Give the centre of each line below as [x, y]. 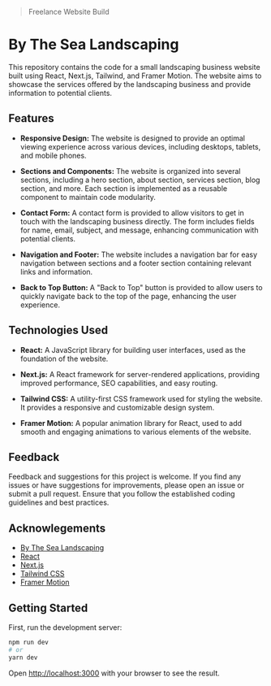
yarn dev [23, 658]
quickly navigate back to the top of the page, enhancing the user [128, 296]
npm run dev [28, 642]
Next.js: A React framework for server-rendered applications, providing [140, 374]
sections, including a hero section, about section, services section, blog [140, 180]
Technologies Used [58, 330]
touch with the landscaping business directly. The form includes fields [137, 221]
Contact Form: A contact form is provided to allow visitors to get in [132, 213]
